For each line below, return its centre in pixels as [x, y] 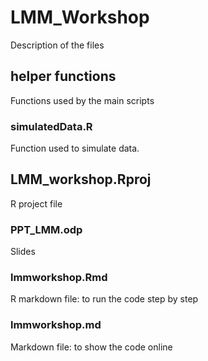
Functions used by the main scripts [82, 100]
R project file [36, 203]
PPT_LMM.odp [46, 229]
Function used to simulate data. [75, 148]
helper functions [63, 76]
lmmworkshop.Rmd [59, 278]
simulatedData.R [51, 126]
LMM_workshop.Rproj [81, 179]
